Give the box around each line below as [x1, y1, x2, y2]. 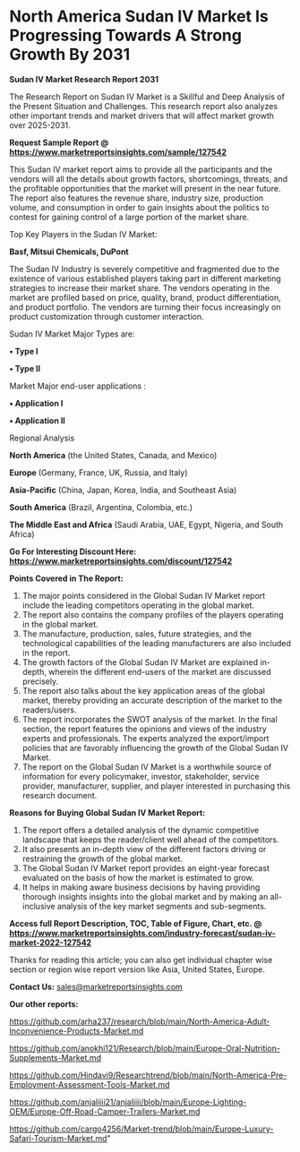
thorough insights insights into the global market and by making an [21, 891, 269, 901]
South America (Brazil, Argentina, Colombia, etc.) [9, 501, 193, 512]
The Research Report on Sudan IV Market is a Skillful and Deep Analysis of [9, 91, 285, 102]
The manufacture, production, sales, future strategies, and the [21, 628, 253, 639]
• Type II [9, 363, 41, 373]
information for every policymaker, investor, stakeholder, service [21, 771, 260, 781]
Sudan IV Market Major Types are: [9, 329, 135, 339]
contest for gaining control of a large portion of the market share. [9, 211, 250, 222]
